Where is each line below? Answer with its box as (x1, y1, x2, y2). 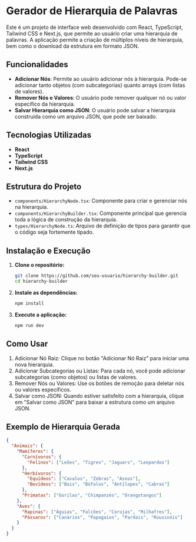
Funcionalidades (6, 60, 69, 70)
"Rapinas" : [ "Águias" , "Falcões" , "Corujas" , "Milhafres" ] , (21, 509, 172, 515)
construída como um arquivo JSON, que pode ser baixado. (14, 113, 158, 120)
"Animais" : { (11, 443, 44, 449)
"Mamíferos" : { (16, 449, 54, 455)
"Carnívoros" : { (21, 453, 62, 460)
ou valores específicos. (14, 386, 72, 393)
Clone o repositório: (14, 262, 65, 269)
